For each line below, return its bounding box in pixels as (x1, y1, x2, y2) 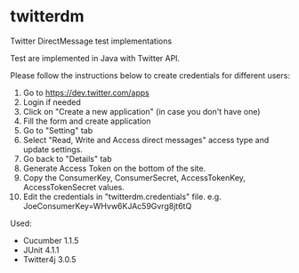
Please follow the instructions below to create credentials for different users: (10, 69, 290, 81)
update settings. (22, 144, 84, 155)
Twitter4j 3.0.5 (22, 253, 77, 264)
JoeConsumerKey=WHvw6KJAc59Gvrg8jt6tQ (22, 200, 192, 211)
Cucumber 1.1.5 (22, 235, 79, 245)
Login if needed (22, 96, 81, 108)
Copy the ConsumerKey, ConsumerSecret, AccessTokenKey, (22, 172, 246, 183)
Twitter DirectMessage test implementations (10, 36, 173, 46)
